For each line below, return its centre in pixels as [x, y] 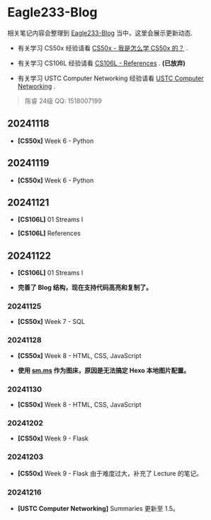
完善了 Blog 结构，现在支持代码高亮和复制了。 [85, 288]
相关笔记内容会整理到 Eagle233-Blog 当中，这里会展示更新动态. [100, 33]
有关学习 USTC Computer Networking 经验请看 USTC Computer [110, 78]
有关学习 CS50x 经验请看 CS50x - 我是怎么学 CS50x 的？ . [103, 48]
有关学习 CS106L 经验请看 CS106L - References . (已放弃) [102, 63]
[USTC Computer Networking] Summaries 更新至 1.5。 [98, 508]
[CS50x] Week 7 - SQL [51, 322]
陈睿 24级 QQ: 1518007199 [63, 101]
